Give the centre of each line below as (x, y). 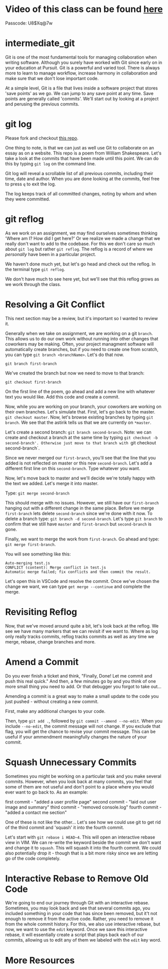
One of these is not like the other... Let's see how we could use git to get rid (83, 822)
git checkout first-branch (33, 382)
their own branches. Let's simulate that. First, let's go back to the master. (80, 411)
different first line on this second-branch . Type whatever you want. (73, 468)
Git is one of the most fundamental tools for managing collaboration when (81, 57)
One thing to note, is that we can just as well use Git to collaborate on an (79, 147)
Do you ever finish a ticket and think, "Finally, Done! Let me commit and (79, 675)
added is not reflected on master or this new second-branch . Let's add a (79, 463)
